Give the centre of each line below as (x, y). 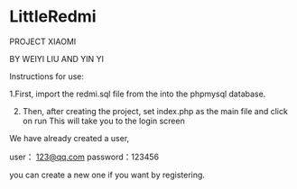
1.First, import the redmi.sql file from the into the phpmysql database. (138, 94)
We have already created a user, (70, 138)
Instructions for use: (46, 76)
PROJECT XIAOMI (43, 41)
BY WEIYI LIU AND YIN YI (57, 58)
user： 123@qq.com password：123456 (84, 157)
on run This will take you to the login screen (103, 121)
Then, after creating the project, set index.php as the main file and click (155, 111)
